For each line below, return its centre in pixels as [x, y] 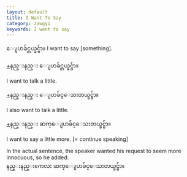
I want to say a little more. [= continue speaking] [67, 139]
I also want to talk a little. [38, 110]
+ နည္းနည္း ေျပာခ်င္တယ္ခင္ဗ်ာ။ [42, 66]
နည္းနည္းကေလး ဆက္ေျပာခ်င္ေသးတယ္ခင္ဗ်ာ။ [66, 166]
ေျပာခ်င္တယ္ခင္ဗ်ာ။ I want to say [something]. [59, 48]
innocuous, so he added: [38, 157]
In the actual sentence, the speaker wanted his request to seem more [94, 151]
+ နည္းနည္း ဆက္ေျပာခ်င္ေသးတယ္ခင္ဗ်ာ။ [59, 124]
